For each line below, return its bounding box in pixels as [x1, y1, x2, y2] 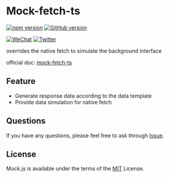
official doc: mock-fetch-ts [6, 59, 72, 66]
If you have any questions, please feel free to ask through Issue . [6, 132, 165, 139]
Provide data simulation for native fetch [14, 98, 112, 105]
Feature [6, 76, 36, 86]
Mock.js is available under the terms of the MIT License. [6, 165, 145, 172]
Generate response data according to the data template [14, 92, 152, 99]
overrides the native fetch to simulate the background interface [6, 47, 162, 55]
